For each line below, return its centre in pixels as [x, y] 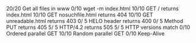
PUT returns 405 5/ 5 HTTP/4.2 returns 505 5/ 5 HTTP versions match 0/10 [98, 27]
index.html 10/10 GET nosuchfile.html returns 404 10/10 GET [80, 15]
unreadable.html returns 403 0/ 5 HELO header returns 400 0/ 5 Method [95, 21]
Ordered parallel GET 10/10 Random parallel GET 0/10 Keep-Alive [86, 34]
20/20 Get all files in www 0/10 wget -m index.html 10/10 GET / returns [93, 9]
